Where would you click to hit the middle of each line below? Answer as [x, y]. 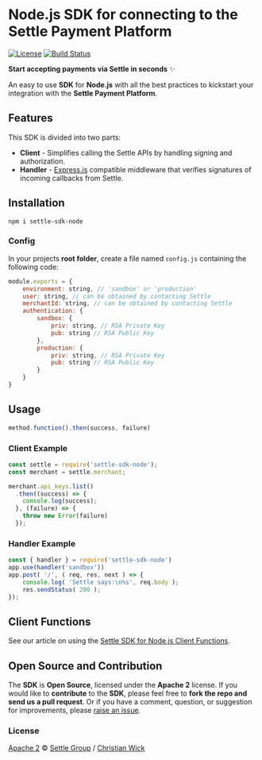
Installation [37, 203]
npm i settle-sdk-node [46, 221]
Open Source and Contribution [85, 666]
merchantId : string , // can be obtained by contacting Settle [127, 303]
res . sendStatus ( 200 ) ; [62, 589]
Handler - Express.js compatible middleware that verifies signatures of [135, 169]
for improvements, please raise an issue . [75, 710]
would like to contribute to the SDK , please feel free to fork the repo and [128, 693]
